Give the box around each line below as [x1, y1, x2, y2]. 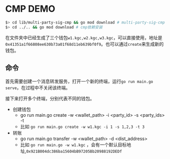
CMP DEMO [5, 3, 55, 15]
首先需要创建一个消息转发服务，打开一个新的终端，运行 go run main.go [5, 78, 154, 84]
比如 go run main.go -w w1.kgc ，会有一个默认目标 [20, 141, 127, 148]
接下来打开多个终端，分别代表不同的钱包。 [5, 95, 95, 101]
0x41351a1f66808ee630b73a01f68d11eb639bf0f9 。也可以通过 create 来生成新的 [5, 41, 164, 47]
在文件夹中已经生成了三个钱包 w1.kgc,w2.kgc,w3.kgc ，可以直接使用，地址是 [5, 34, 163, 41]
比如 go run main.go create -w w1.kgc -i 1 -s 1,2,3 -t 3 [20, 123, 145, 129]
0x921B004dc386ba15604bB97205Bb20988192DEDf [26, 149, 122, 154]
